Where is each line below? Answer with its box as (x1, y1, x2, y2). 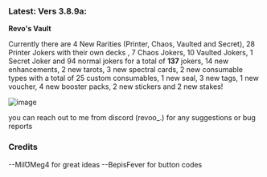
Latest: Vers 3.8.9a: (8, 6, 87, 17)
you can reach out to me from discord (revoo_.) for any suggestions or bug (8, 113, 256, 123)
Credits (8, 142, 38, 153)
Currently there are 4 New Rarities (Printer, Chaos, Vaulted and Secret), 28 (8, 39, 256, 49)
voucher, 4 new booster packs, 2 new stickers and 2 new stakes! (8, 82, 224, 91)
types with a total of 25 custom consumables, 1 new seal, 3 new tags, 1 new (8, 74, 259, 83)
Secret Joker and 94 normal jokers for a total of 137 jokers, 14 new (8, 56, 229, 66)
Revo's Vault (8, 24, 51, 34)
